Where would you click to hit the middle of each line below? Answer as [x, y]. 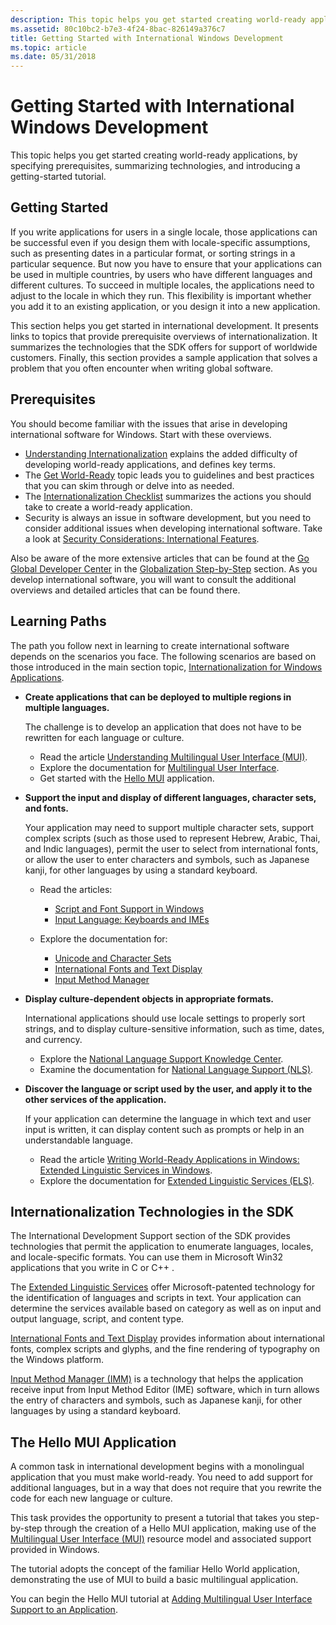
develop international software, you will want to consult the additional [153, 579]
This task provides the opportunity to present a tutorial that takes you [153, 1518]
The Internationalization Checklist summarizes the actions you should [168, 496]
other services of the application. [95, 1099]
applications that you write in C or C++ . [92, 1268]
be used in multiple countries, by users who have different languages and [161, 274]
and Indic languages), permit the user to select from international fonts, [171, 848]
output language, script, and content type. [97, 1319]
